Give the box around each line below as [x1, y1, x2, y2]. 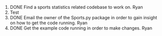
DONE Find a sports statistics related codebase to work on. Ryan [9, 4, 143, 10]
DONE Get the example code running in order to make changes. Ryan [9, 25, 153, 31]
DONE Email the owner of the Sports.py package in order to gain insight [9, 15, 158, 20]
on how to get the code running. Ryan [9, 20, 88, 26]
